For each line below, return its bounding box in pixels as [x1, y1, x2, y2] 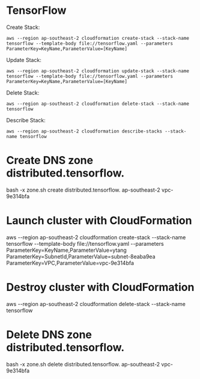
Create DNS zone [6, 154, 94, 168]
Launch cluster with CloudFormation [6, 214, 192, 228]
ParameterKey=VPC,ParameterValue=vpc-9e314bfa [6, 259, 134, 266]
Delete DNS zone [6, 328, 92, 341]
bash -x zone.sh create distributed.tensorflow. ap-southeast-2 [6, 186, 160, 193]
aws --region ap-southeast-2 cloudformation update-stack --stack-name [6, 67, 189, 74]
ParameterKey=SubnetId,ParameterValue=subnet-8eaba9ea [6, 252, 156, 260]
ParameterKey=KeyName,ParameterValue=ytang [6, 246, 127, 254]
